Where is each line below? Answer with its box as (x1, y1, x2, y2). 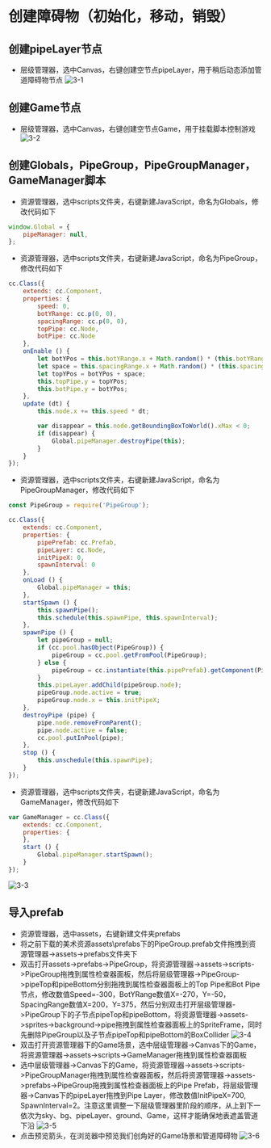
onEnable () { (23, 347, 70, 355)
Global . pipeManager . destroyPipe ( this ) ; (51, 437, 186, 445)
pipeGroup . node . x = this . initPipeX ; (37, 696, 161, 704)
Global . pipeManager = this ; (37, 583, 131, 591)
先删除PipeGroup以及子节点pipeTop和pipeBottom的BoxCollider (19, 1029, 230, 1039)
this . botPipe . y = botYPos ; (37, 385, 128, 393)
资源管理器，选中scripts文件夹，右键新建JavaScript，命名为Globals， (19, 196, 252, 206)
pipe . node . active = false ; (37, 726, 128, 734)
